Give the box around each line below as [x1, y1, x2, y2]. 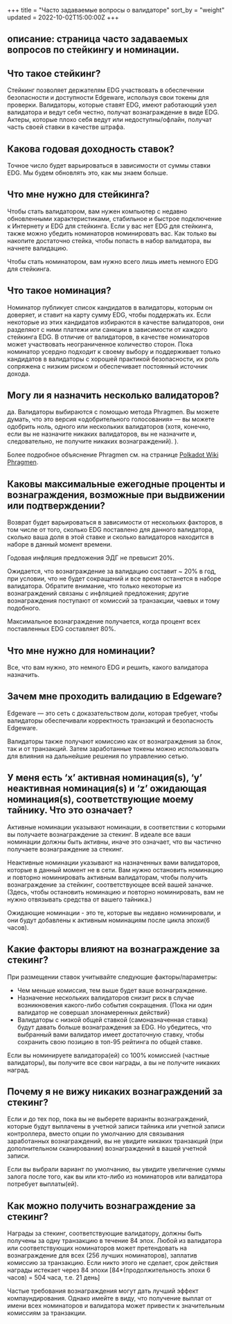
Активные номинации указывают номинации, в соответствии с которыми [7, 822, 226, 831]
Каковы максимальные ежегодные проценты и [7, 478, 226, 490]
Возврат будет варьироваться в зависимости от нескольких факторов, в [7, 518, 223, 527]
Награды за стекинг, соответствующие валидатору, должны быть [7, 1229, 202, 1237]
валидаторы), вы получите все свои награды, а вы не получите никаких [7, 1058, 220, 1066]
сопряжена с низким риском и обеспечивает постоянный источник [7, 362, 208, 370]
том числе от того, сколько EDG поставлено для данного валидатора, [7, 526, 215, 534]
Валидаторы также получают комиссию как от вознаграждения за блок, [7, 737, 223, 745]
